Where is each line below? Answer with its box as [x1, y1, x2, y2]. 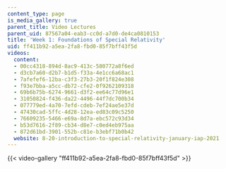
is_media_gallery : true [7, 17, 78, 24]
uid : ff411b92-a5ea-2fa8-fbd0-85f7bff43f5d [7, 43, 138, 50]
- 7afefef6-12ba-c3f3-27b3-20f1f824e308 [13, 75, 134, 83]
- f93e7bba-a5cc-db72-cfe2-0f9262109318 [13, 82, 134, 89]
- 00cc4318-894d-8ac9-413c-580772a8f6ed [13, 63, 134, 70]
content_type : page [7, 10, 65, 18]
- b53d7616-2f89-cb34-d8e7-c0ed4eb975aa [13, 121, 134, 129]
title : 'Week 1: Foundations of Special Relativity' [7, 37, 166, 44]
